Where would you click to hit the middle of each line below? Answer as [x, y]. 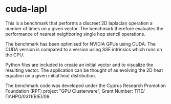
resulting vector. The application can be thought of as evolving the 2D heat [84, 70]
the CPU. [15, 55]
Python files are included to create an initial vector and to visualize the [79, 65]
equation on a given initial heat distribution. [51, 75]
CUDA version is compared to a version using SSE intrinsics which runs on [84, 49]
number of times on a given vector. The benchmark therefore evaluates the [84, 28]
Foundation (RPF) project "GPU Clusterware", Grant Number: [69, 91]
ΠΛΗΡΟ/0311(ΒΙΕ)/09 [27, 96]
